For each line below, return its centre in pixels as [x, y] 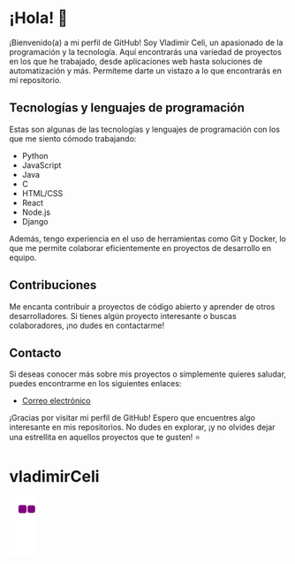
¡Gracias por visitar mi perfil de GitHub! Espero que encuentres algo [132, 418]
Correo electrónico [56, 400]
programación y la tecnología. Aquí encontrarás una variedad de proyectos [146, 51]
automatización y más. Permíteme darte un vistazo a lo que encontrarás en [146, 71]
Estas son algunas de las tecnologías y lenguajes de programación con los [145, 129]
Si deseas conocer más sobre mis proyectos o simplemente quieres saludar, [148, 374]
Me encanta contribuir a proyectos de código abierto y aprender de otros [142, 306]
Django [35, 221]
